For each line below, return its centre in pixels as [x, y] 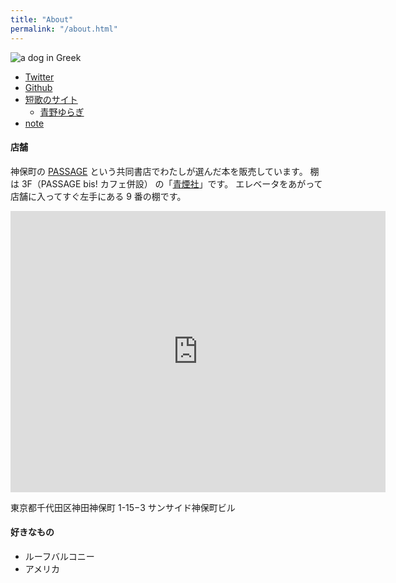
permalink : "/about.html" [64, 29]
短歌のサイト [51, 99]
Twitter [39, 77]
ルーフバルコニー [59, 556]
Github [38, 87]
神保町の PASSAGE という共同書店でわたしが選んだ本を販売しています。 [159, 171]
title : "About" [42, 19]
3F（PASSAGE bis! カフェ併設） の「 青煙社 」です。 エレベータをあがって [172, 183]
